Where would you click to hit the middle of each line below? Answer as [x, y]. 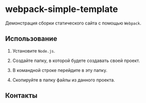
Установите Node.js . [34, 50]
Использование [31, 39]
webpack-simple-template [62, 9]
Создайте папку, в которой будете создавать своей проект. [76, 60]
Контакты [21, 96]
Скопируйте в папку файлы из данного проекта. [63, 80]
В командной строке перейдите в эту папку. [60, 70]
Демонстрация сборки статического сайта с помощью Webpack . [73, 23]
